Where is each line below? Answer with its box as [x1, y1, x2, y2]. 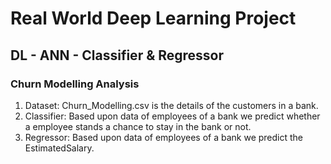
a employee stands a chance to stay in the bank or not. [24, 120, 252, 132]
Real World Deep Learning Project [10, 7, 297, 30]
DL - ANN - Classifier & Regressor [10, 47, 225, 64]
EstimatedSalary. [24, 142, 95, 154]
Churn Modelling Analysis [10, 77, 140, 91]
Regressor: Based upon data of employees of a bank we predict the [24, 131, 304, 143]
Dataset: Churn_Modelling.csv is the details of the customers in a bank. [24, 99, 319, 111]
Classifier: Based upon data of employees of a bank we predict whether [24, 110, 321, 122]
